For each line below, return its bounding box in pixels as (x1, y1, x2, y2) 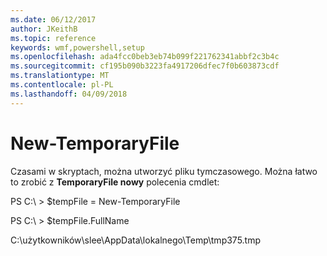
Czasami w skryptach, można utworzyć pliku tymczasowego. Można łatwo (10, 165, 318, 177)
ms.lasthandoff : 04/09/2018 (10, 89, 128, 99)
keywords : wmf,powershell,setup (10, 42, 145, 53)
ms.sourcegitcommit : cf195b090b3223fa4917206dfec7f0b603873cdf (10, 61, 280, 71)
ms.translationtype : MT (10, 71, 110, 81)
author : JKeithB (10, 24, 78, 34)
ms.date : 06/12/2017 (10, 14, 97, 25)
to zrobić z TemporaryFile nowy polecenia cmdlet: (10, 176, 220, 188)
